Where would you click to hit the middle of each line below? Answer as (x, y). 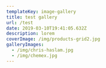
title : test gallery (32, 17)
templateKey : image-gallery (41, 12)
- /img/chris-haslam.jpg (43, 50)
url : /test (20, 22)
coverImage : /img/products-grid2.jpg (53, 39)
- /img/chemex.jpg (35, 56)
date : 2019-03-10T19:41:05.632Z (46, 28)
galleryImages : (25, 45)
